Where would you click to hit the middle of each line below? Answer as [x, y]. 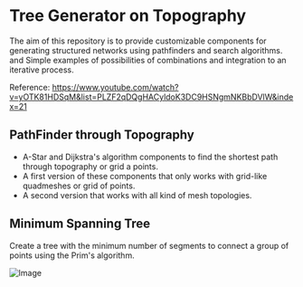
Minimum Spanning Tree [80, 224]
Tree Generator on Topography [128, 16]
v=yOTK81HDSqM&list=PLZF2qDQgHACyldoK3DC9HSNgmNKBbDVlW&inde [151, 97]
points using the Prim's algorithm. [72, 255]
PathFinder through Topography [102, 135]
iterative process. [42, 70]
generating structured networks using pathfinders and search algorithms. [146, 50]
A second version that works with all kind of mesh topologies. [137, 195]
